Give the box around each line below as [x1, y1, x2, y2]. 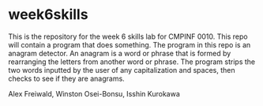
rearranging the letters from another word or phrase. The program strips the [8, 57, 256, 66]
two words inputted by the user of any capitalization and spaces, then [8, 65, 235, 74]
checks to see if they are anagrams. [8, 74, 125, 83]
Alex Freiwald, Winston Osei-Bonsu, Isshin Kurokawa [8, 89, 180, 98]
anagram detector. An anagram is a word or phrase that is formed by [8, 48, 231, 58]
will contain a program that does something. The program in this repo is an [8, 40, 251, 49]
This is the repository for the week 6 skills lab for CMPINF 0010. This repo [8, 32, 248, 41]
